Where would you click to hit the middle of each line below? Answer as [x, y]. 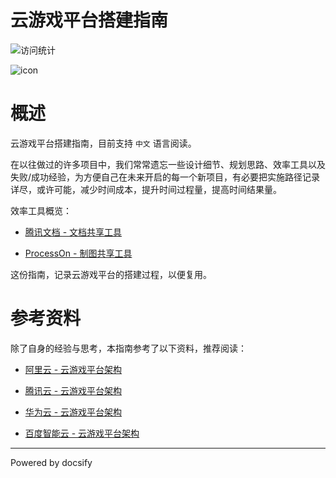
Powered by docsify [51, 462]
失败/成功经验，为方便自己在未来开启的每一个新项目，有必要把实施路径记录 [165, 177]
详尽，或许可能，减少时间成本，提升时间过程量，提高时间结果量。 [146, 189]
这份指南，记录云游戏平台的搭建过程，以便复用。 [111, 274]
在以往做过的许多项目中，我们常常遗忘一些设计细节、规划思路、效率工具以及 [168, 164]
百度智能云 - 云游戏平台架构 [82, 433]
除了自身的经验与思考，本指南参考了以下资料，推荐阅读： [128, 348]
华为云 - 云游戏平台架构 [73, 412]
